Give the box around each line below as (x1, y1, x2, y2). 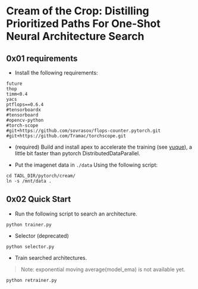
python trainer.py (6, 222, 52, 227)
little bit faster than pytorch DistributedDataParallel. (14, 150, 141, 156)
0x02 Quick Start (6, 194, 71, 204)
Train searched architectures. (14, 254, 87, 261)
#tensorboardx (6, 107, 42, 113)
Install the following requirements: (14, 69, 98, 76)
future (6, 81, 23, 87)
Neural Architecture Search (6, 30, 144, 43)
